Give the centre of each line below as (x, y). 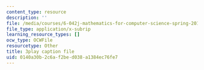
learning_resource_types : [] (43, 35)
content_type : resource (36, 12)
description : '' (27, 18)
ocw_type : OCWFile (29, 40)
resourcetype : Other (32, 46)
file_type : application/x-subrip (49, 29)
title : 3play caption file (40, 52)
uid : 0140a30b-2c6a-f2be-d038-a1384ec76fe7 (62, 57)
